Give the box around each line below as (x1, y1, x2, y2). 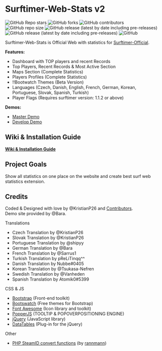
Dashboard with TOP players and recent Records (12, 58, 111, 64)
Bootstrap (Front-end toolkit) (12, 295, 70, 301)
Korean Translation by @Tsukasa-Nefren (12, 266, 94, 272)
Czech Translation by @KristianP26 (12, 230, 84, 236)
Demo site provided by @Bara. (5, 211, 67, 217)
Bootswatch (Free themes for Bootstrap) (12, 301, 93, 307)
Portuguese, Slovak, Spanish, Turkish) (12, 89, 89, 95)
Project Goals (5, 160, 47, 169)
